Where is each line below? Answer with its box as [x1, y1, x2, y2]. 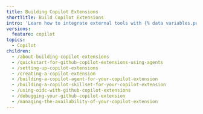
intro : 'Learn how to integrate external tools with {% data [6, 20, 164, 26]
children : [6, 48, 31, 54]
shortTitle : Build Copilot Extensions [6, 14, 104, 21]
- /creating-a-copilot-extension [11, 71, 96, 77]
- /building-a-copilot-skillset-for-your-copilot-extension [11, 82, 166, 88]
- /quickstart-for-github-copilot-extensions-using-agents [11, 59, 164, 65]
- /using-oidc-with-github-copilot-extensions [11, 87, 131, 93]
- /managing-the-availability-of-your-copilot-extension [11, 98, 158, 104]
